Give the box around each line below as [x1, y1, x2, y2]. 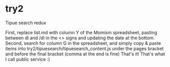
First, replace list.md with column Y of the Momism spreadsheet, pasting [5, 29, 157, 35]
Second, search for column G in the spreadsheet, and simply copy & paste [5, 40, 161, 46]
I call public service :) [5, 56, 50, 62]
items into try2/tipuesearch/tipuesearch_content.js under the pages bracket [5, 45, 164, 51]
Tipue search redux [5, 20, 46, 26]
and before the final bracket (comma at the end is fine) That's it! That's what [5, 51, 165, 57]
